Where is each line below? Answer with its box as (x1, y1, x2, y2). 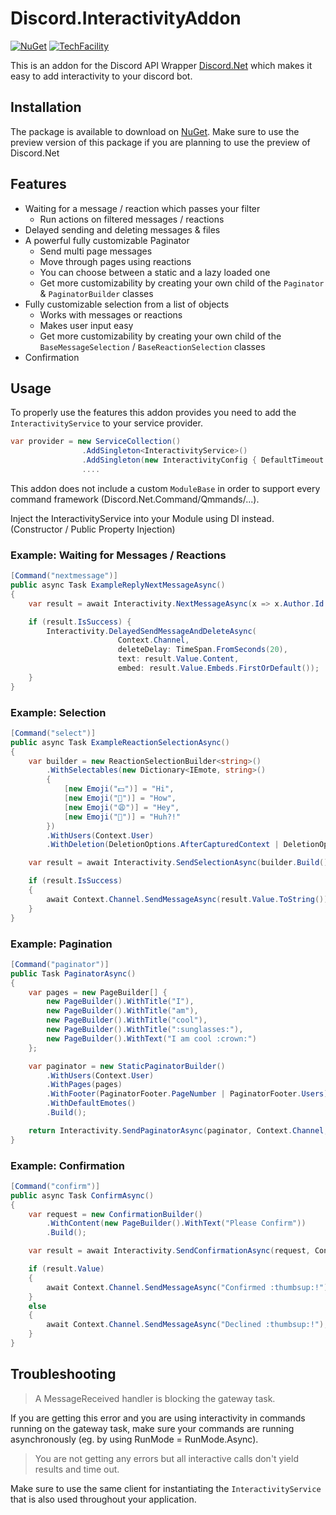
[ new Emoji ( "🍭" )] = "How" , (63, 793, 177, 804)
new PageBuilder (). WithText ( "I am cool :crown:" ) (46, 1033, 257, 1044)
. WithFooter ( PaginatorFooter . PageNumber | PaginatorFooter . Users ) (46, 1089, 329, 1099)
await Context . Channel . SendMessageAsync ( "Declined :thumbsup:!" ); (46, 1320, 329, 1330)
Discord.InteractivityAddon (10, 7, 242, 30)
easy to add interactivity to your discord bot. (10, 70, 193, 82)
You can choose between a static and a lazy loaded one (39, 266, 271, 278)
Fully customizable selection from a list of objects (24, 298, 230, 310)
